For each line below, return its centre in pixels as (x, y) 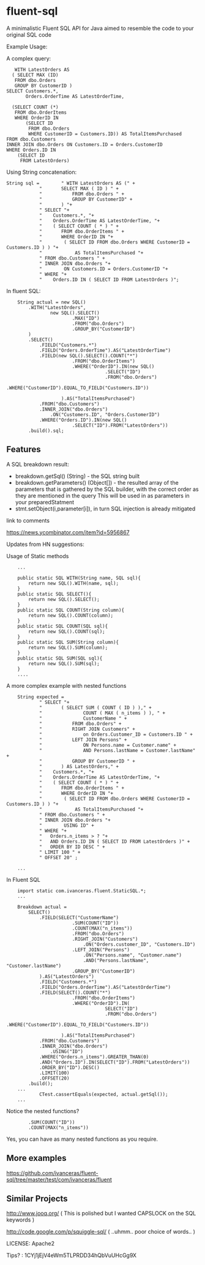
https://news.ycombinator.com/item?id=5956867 (68, 532)
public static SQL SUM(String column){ (68, 642)
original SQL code (29, 34)
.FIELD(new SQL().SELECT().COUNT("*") (88, 356)
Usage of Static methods (38, 556)
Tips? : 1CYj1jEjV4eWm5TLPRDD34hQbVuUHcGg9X (71, 1255)
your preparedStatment (45, 502)
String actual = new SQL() (52, 302)
